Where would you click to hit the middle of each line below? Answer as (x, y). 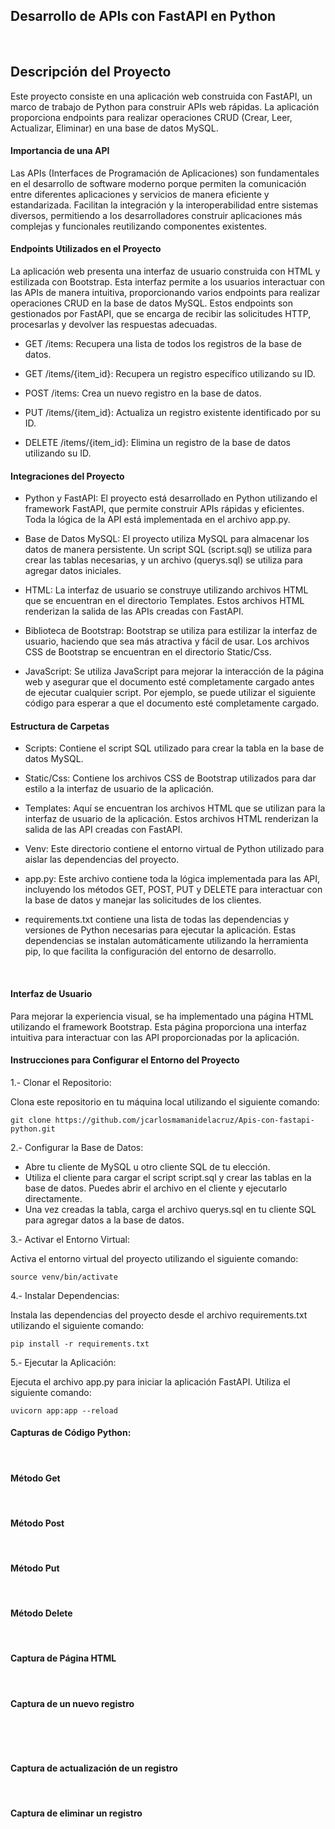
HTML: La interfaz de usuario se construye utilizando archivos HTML (166, 590)
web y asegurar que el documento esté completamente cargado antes (169, 682)
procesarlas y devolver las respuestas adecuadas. (114, 325)
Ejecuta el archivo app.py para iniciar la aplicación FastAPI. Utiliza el (150, 1381)
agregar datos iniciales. (73, 571)
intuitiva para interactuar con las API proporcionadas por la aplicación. (155, 1037)
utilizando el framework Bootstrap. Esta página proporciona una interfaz (158, 1026)
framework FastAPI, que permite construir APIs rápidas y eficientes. (164, 509)
